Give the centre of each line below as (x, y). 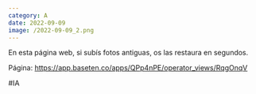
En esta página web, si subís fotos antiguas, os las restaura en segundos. (128, 53)
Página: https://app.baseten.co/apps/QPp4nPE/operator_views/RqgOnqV (128, 68)
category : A (28, 15)
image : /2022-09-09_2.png (51, 30)
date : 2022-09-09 (37, 23)
